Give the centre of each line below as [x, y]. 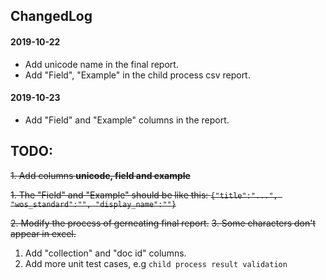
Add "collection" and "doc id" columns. [105, 253]
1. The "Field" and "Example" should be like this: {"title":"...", [144, 195]
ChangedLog [51, 16]
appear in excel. [43, 233]
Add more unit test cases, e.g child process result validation [156, 263]
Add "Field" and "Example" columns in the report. [127, 120]
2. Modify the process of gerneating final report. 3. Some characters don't [163, 223]
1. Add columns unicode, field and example [100, 175]
